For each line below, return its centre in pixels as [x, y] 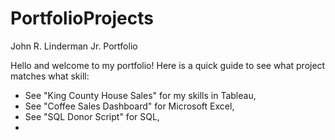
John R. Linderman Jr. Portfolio [74, 46]
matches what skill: [50, 76]
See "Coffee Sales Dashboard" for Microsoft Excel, [129, 106]
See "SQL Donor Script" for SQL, [92, 116]
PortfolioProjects [82, 18]
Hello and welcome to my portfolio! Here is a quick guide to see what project [168, 65]
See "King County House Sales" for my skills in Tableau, [140, 95]
